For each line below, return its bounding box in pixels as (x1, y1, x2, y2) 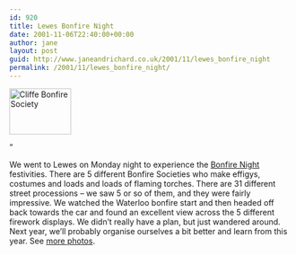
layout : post (9, 47, 58, 56)
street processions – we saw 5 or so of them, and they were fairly (9, 188, 251, 198)
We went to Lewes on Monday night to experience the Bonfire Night (9, 159, 260, 170)
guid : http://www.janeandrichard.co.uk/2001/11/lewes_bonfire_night (9, 55, 271, 64)
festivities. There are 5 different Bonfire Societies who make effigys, (9, 168, 261, 180)
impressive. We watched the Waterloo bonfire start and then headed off (9, 197, 274, 207)
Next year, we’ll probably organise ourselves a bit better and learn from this (9, 225, 288, 236)
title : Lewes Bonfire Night (9, 22, 115, 31)
